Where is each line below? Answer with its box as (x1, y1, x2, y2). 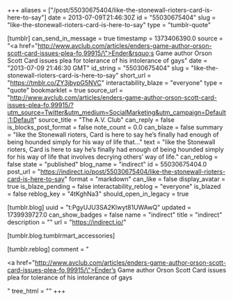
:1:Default (7, 116, 35, 124)
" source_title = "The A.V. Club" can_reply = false (33, 116, 175, 124)
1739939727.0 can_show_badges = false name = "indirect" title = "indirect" (7, 210, 223, 219)
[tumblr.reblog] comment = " (7, 245, 89, 253)
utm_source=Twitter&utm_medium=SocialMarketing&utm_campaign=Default (7, 108, 226, 116)
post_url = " (7, 167, 41, 176)
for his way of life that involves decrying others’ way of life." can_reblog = (7, 153, 218, 161)
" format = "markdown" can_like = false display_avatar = (64, 175, 226, 183)
